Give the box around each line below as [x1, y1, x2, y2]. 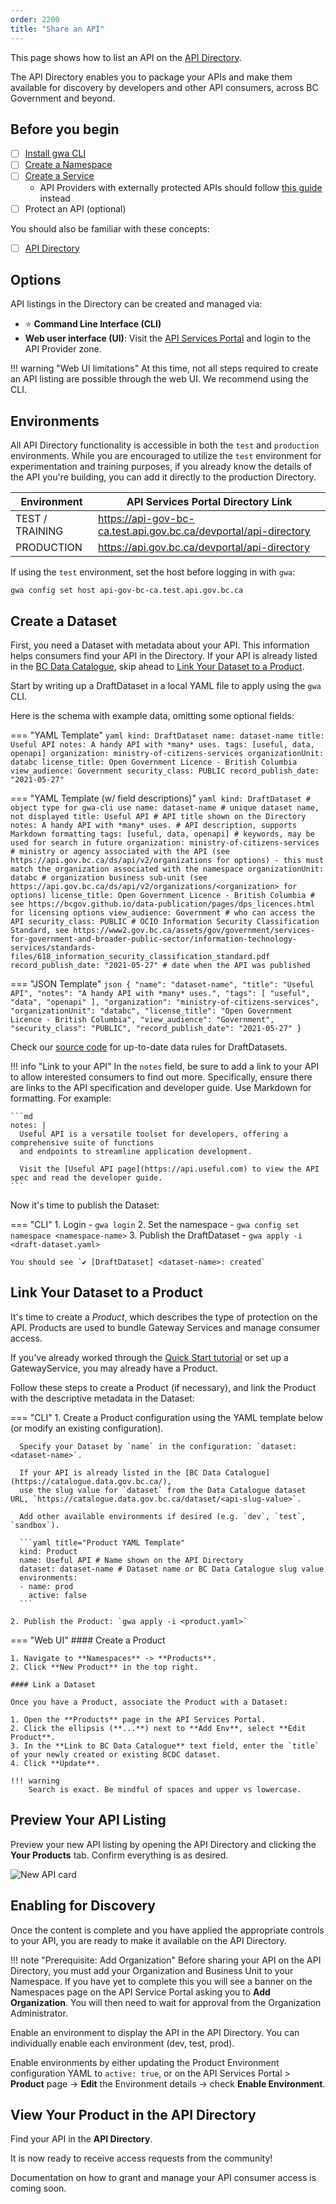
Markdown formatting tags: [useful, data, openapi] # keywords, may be [10, 829, 315, 840]
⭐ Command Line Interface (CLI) [24, 318, 162, 330]
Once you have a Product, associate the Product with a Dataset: [10, 1697, 288, 1707]
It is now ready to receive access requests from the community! [10, 2152, 273, 2165]
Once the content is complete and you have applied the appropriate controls [10, 1924, 325, 1936]
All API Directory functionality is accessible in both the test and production [10, 439, 320, 451]
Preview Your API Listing [10, 1812, 167, 1829]
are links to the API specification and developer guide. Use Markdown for [10, 1082, 312, 1094]
